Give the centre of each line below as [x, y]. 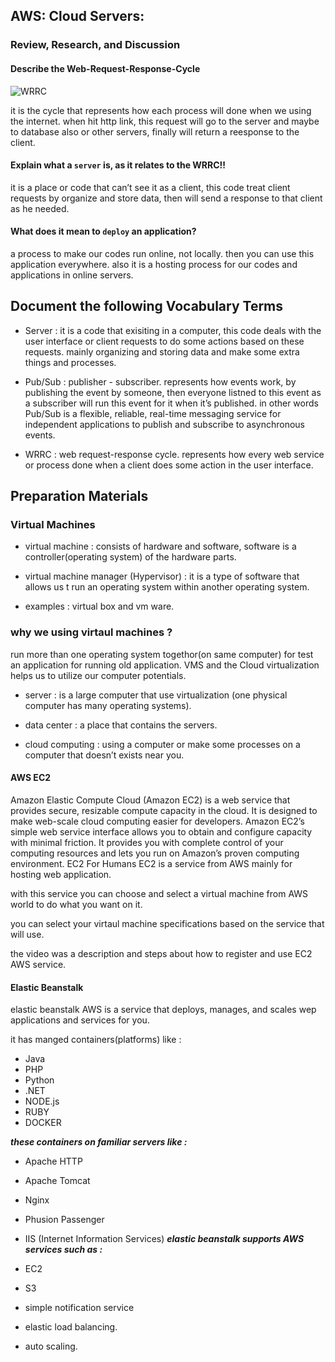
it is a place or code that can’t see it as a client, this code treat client [150, 187]
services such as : [63, 1250]
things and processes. [70, 362]
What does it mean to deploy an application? [103, 231]
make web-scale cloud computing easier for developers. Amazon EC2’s [157, 821]
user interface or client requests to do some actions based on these [164, 341]
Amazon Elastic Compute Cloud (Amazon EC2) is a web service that [150, 800]
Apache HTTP [53, 1161]
